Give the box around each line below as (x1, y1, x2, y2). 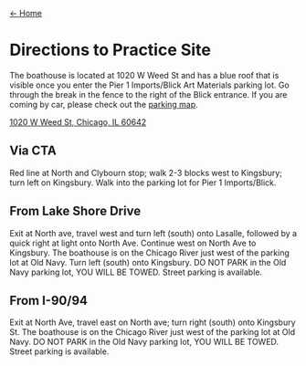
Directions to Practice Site (9, 40, 212, 60)
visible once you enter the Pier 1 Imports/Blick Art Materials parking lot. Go (9, 79, 290, 90)
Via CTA (9, 143, 57, 159)
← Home (9, 8, 43, 18)
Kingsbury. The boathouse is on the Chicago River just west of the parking (9, 246, 290, 258)
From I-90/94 (9, 292, 89, 308)
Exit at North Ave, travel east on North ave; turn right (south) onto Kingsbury (9, 317, 296, 328)
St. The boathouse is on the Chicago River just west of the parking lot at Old (9, 327, 295, 338)
